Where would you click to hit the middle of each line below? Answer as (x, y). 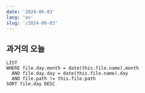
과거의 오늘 (26, 49)
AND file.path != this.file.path (54, 79)
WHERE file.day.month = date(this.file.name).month (72, 68)
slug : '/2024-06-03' (32, 23)
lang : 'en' (20, 17)
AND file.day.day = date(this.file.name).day (70, 73)
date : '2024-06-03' (31, 12)
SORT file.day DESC (31, 84)
